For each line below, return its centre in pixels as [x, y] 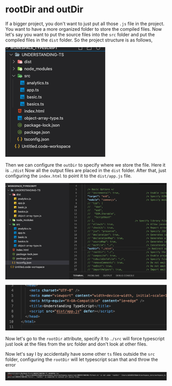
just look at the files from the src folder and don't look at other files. [76, 344]
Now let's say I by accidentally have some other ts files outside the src [80, 354]
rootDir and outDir [44, 9]
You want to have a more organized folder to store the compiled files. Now [84, 29]
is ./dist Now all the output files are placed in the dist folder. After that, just [86, 170]
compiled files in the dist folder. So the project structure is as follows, [79, 40]
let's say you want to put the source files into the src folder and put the [80, 34]
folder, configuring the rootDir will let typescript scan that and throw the [82, 359]
